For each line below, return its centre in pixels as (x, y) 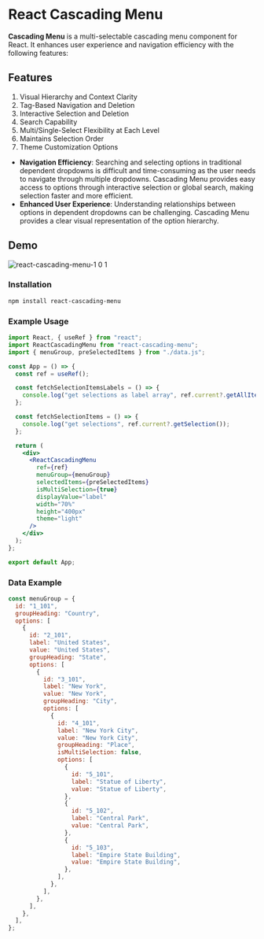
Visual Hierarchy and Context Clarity (78, 97)
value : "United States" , (70, 650)
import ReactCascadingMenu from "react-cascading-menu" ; (103, 345)
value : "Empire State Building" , (126, 862)
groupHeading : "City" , (80, 701)
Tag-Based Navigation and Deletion (77, 105)
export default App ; (42, 562)
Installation (30, 285)
